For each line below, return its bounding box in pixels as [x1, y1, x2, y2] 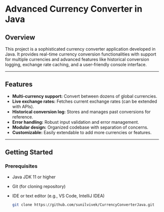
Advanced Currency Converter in [5, 3, 143, 15]
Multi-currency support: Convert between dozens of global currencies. [12, 93, 158, 99]
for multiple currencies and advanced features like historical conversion [5, 57, 149, 62]
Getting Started [5, 148, 53, 156]
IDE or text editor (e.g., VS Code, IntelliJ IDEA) [12, 193, 105, 198]
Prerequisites [5, 163, 38, 170]
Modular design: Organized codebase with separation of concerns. [12, 124, 149, 130]
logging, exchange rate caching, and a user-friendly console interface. [5, 62, 147, 67]
